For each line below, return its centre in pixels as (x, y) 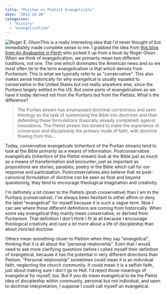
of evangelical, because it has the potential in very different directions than (82, 255)
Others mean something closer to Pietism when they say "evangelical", (77, 239)
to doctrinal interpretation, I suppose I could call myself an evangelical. (77, 286)
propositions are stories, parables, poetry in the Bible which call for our (78, 167)
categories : (17, 19)
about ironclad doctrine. (30, 229)
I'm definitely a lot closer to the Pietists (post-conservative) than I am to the (82, 192)
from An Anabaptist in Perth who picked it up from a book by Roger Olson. (81, 53)
